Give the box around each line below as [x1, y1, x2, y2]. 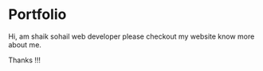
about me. [8, 39, 42, 49]
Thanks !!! [8, 55, 41, 65]
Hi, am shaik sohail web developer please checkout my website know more [8, 32, 255, 41]
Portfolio [8, 6, 67, 24]
